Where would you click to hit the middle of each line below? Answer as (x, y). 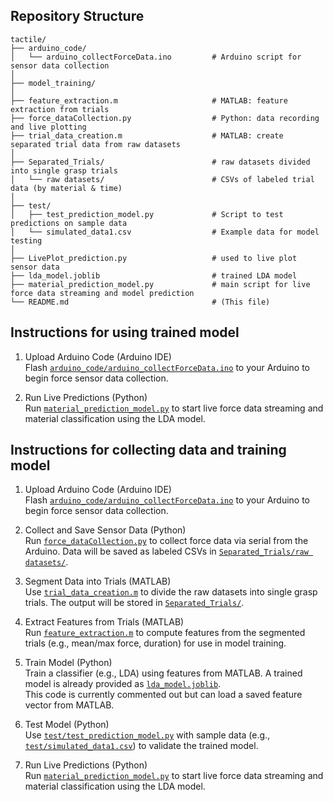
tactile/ (28, 39)
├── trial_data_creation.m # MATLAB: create (147, 135)
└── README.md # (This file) (140, 302)
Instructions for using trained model (125, 332)
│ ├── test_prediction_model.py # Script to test (147, 214)
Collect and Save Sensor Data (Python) (105, 530)
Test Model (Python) (67, 725)
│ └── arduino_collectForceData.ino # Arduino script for (156, 57)
